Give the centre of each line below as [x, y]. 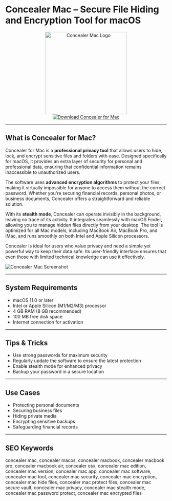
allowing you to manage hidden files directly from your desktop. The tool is [84, 225]
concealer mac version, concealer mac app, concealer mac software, [79, 471]
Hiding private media [35, 416]
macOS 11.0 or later [33, 300]
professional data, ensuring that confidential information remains [73, 167]
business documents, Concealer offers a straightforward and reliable [78, 199]
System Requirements [41, 288]
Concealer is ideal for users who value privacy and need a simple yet [78, 246]
